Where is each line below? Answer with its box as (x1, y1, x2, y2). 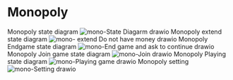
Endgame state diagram (7, 42, 77, 51)
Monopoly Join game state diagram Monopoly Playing (7, 50, 226, 58)
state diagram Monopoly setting (7, 57, 189, 65)
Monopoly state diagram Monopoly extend (7, 27, 222, 36)
